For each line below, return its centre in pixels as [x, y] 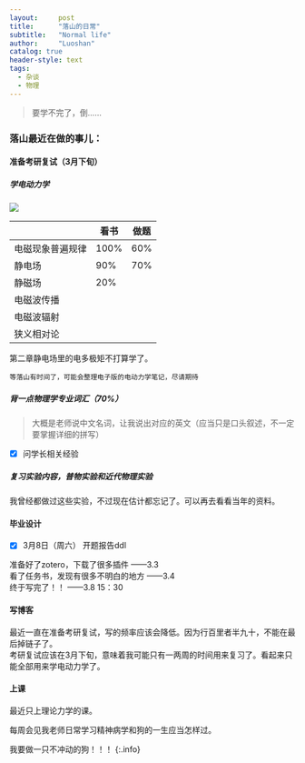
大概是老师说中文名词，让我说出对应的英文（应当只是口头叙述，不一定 [163, 423]
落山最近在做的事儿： [56, 138]
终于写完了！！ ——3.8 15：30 [67, 587]
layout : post [42, 18]
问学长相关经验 [50, 454]
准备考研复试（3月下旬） [56, 162]
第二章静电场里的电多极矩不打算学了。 [81, 358]
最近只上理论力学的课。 [53, 710]
